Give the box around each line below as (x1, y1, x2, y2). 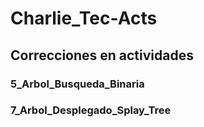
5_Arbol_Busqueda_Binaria (10, 77, 145, 91)
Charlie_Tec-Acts (10, 7, 158, 30)
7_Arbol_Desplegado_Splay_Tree (10, 103, 172, 117)
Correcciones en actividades (10, 47, 194, 64)
